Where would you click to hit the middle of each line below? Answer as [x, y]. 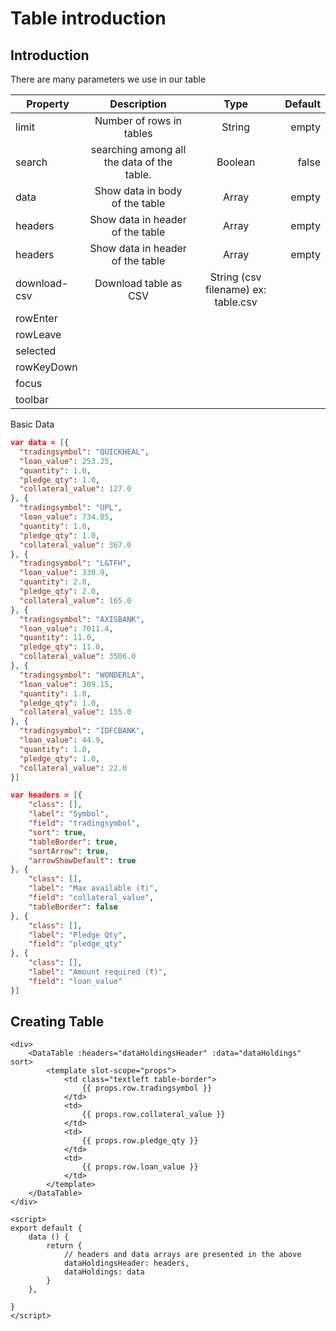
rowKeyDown [46, 367]
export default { [46, 1228]
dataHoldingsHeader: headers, [126, 1263]
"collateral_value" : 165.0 [75, 600]
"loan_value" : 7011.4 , [66, 628]
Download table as [138, 283]
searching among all [138, 149]
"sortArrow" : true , [69, 851]
